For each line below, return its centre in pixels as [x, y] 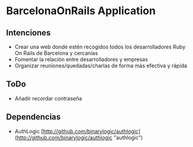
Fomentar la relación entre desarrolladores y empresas [81, 59]
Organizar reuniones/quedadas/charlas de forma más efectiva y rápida [101, 66]
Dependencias [33, 117]
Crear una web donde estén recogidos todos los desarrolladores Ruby [100, 47]
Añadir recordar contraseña [48, 98]
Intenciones [29, 33]
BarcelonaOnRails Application [81, 11]
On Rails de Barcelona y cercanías [56, 53]
